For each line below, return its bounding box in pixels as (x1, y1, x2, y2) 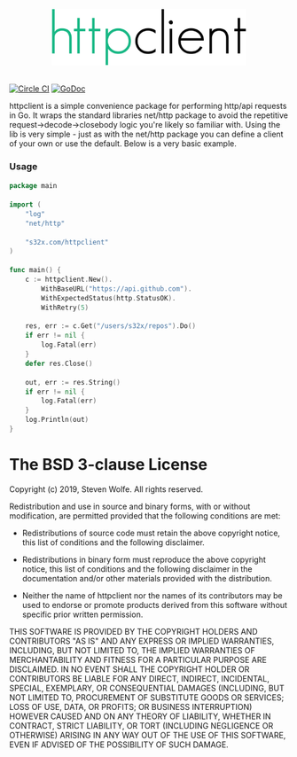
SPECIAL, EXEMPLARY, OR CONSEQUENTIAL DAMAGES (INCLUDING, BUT (9, 683, 285, 693)
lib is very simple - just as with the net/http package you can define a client (9, 129, 284, 139)
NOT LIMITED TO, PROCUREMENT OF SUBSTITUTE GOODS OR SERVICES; (9, 691, 285, 703)
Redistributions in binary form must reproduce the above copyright (21, 554, 266, 565)
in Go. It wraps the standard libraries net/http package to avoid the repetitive (9, 110, 288, 121)
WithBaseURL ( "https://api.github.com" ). (41, 284, 192, 293)
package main (9, 182, 58, 191)
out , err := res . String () (25, 378, 121, 386)
